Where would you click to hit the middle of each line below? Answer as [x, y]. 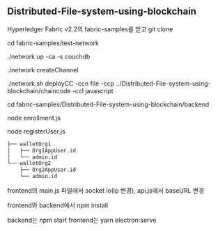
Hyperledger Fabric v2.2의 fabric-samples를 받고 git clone [90, 29]
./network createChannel [43, 70]
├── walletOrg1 [29, 144]
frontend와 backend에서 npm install [58, 205]
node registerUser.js [36, 131]
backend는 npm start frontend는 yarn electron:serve [82, 220]
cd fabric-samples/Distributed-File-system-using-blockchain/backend [108, 104]
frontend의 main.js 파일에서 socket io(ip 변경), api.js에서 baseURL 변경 [106, 191]
